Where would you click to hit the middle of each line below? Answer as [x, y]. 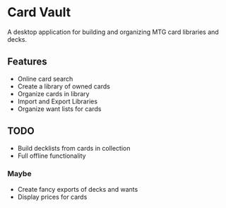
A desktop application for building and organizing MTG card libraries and [113, 32]
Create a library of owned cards [64, 86]
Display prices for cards [52, 197]
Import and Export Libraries [57, 101]
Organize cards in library [53, 93]
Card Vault [39, 12]
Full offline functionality [52, 156]
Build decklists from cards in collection [74, 148]
